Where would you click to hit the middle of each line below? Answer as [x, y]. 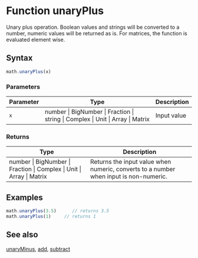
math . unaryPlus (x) [29, 72]
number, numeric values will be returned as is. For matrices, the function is [97, 33]
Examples [24, 197]
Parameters [23, 86]
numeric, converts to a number [133, 169]
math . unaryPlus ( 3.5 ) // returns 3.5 [58, 211]
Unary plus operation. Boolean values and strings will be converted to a [93, 27]
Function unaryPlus [55, 11]
